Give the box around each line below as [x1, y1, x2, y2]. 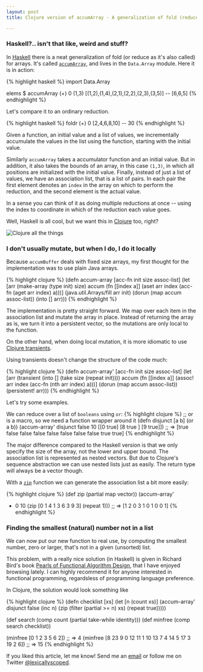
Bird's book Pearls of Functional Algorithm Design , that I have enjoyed [6, 562, 181, 569]
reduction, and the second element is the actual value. [6, 188, 142, 195]
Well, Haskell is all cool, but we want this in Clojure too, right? [6, 217, 159, 225]
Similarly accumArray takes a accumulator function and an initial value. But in [6, 155, 195, 163]
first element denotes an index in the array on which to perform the [6, 181, 173, 188]
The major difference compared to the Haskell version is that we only [6, 441, 178, 449]
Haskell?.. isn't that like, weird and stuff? [6, 40, 129, 48]
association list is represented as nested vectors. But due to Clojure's [6, 454, 179, 462]
